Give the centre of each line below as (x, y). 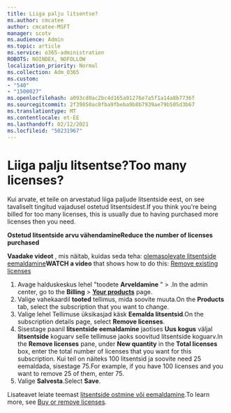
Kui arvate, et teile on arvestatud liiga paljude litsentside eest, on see (106, 199)
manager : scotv (29, 33)
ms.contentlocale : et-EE (43, 117)
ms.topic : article (34, 46)
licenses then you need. (42, 222)
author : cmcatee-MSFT (39, 27)
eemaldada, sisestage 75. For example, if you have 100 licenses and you (120, 366)
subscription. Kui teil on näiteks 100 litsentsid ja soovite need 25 (109, 359)
